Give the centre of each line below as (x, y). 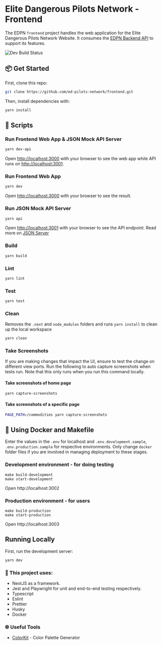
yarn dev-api (18, 149)
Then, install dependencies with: (38, 101)
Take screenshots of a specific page (42, 404)
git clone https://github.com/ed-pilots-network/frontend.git (69, 92)
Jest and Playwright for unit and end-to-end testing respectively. (77, 588)
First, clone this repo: (26, 83)
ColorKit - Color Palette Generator (46, 638)
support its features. (25, 43)
